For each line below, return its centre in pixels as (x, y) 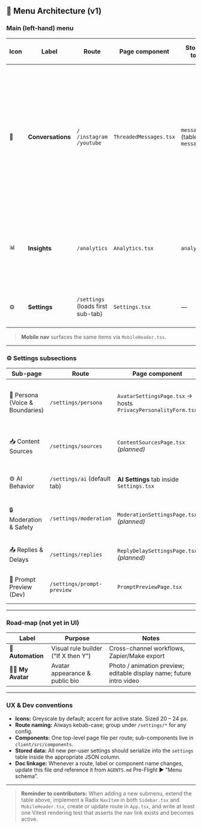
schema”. (26, 776)
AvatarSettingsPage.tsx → (155, 396)
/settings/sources (76, 446)
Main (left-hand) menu (40, 28)
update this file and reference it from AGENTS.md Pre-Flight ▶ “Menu (98, 770)
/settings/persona (76, 402)
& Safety (21, 528)
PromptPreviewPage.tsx (149, 587)
